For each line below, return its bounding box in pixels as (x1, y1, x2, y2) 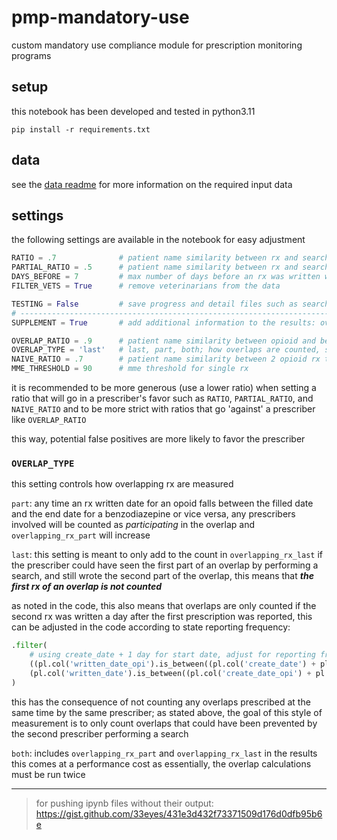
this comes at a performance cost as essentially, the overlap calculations (11, 757, 312, 770)
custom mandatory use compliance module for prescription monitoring (11, 39, 303, 51)
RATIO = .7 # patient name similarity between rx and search (11, 253, 330, 263)
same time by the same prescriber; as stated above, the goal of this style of (11, 706, 323, 718)
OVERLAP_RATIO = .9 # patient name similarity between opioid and (11, 336, 316, 346)
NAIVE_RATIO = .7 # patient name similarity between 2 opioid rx (11, 354, 321, 365)
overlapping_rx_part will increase (11, 529, 151, 541)
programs (11, 49, 52, 61)
